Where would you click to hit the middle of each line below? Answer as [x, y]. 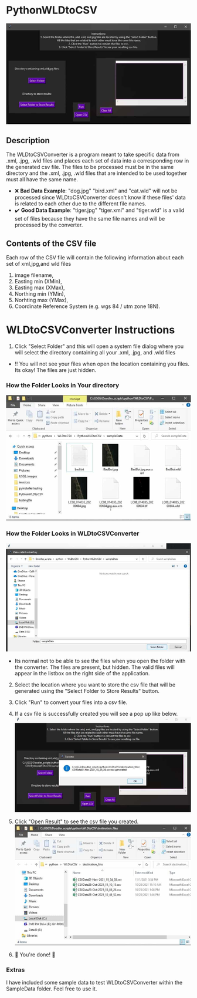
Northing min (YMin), [40, 294]
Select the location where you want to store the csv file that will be [95, 685]
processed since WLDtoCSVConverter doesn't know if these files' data [100, 198]
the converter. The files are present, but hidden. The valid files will [94, 667]
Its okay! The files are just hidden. [55, 370]
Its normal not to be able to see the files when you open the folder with [100, 661]
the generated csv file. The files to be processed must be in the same [90, 167]
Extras [16, 970]
